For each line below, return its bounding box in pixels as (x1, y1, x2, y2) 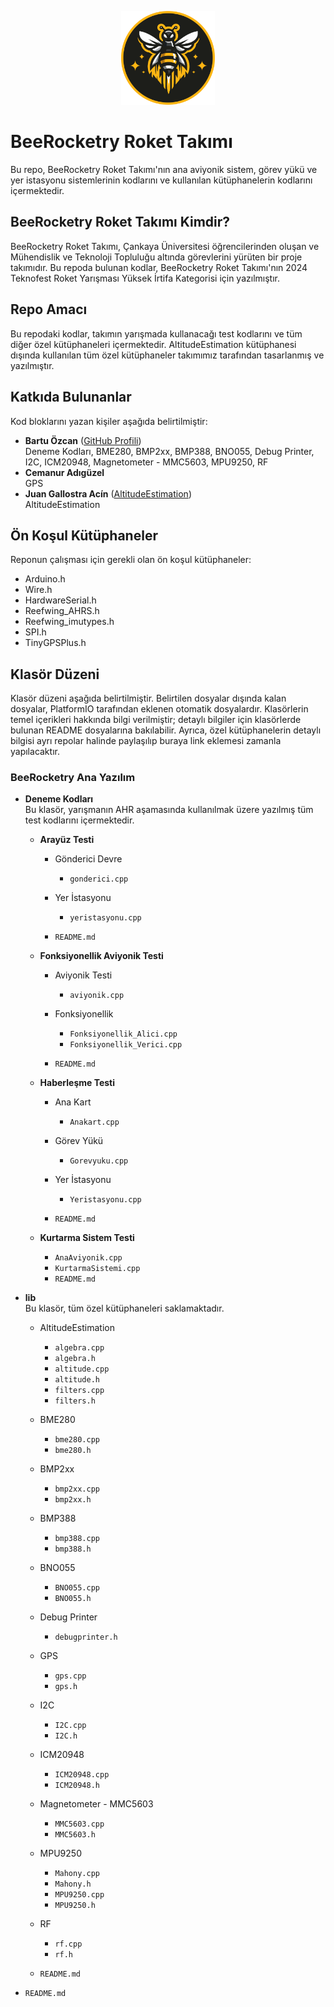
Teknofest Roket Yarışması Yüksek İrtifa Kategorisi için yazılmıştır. (10, 272, 280, 284)
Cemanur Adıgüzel (24, 466, 105, 478)
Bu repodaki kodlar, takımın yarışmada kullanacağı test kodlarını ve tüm (10, 327, 303, 340)
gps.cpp (54, 1671, 87, 1681)
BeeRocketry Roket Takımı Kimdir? (10, 214, 231, 231)
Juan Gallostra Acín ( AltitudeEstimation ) (24, 487, 192, 500)
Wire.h (24, 584, 53, 596)
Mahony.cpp (54, 1869, 100, 1879)
